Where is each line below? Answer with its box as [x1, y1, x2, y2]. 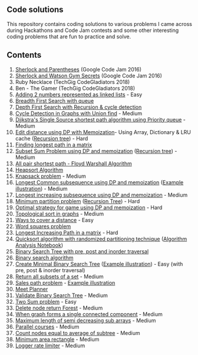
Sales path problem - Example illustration [15, 279, 115, 286]
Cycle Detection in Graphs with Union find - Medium [15, 109, 143, 117]
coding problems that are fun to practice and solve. [6, 32, 131, 40]
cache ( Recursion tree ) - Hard [15, 135, 88, 142]
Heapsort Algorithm [15, 166, 64, 173]
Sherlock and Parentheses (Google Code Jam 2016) [15, 66, 142, 73]
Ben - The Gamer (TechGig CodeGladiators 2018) [15, 84, 136, 92]
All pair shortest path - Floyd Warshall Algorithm [15, 159, 132, 167]
